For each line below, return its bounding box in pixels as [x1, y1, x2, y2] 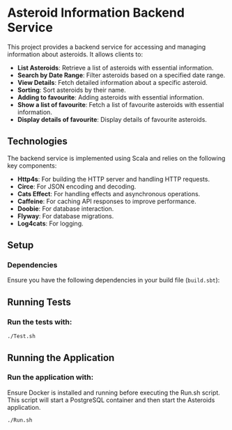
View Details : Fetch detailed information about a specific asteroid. [17, 78, 208, 86]
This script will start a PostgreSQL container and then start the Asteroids [7, 395, 215, 404]
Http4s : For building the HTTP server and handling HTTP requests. [17, 175, 210, 183]
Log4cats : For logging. [17, 219, 84, 228]
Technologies [7, 136, 68, 148]
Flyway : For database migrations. [17, 212, 114, 220]
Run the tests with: [7, 317, 72, 326]
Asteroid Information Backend [7, 5, 185, 21]
